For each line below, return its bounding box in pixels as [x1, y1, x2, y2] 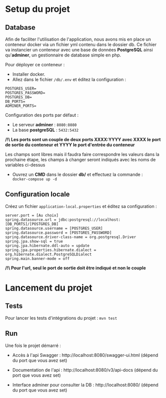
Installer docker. [12, 71, 46, 77]
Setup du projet [5, 3, 70, 15]
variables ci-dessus [5, 162, 46, 168]
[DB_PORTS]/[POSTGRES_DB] [5, 221, 58, 226]
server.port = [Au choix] [5, 213, 58, 218]
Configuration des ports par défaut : [5, 112, 79, 118]
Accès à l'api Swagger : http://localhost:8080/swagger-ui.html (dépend [12, 352, 159, 358]
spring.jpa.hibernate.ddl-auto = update [5, 243, 90, 248]
